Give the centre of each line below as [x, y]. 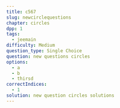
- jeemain [24, 40]
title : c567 [21, 12]
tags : [13, 34]
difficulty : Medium [31, 46]
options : [17, 62]
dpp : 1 [14, 28]
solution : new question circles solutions [60, 95]
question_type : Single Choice [44, 51]
